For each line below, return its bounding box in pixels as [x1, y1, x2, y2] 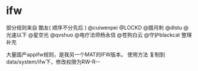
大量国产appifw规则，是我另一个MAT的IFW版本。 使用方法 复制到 [6, 51, 166, 58]
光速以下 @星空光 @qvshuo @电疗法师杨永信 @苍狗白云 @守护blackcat [6, 31, 180, 38]
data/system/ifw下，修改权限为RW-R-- [6, 58, 101, 65]
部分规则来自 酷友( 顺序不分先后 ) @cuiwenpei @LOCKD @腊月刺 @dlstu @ [6, 24, 189, 31]
